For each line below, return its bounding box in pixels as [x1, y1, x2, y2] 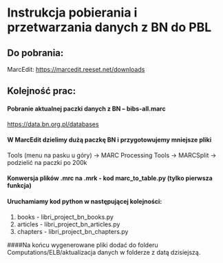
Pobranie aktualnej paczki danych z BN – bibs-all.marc [7, 104, 167, 113]
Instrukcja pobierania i [7, 5, 138, 21]
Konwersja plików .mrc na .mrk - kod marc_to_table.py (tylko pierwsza [7, 174, 213, 182]
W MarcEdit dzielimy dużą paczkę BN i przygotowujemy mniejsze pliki [7, 136, 212, 144]
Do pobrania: [7, 47, 64, 59]
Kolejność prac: [7, 85, 76, 97]
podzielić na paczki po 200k [7, 158, 87, 166]
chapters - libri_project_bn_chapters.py [17, 227, 129, 235]
